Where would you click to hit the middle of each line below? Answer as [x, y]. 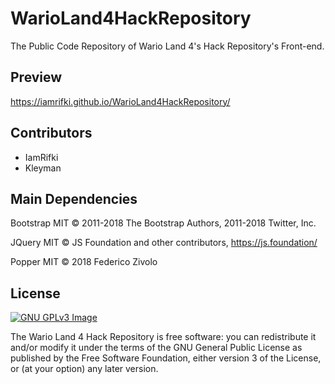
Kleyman [43, 168]
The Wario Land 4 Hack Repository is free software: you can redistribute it [163, 337]
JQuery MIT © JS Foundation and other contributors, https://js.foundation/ [164, 243]
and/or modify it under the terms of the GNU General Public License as [156, 348]
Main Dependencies [74, 198]
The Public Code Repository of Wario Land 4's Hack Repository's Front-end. [167, 46]
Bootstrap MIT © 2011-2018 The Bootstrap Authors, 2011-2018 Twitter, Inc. [163, 223]
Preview [36, 77]
